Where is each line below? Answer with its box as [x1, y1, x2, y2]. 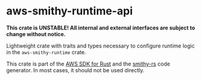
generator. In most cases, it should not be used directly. [6, 66, 145, 73]
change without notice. [6, 30, 66, 37]
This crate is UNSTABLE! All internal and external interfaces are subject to [6, 24, 196, 31]
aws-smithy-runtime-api [6, 4, 133, 18]
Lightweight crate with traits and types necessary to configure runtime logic [6, 42, 195, 49]
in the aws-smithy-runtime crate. [6, 48, 86, 55]
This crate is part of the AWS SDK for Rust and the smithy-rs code [6, 60, 170, 67]
